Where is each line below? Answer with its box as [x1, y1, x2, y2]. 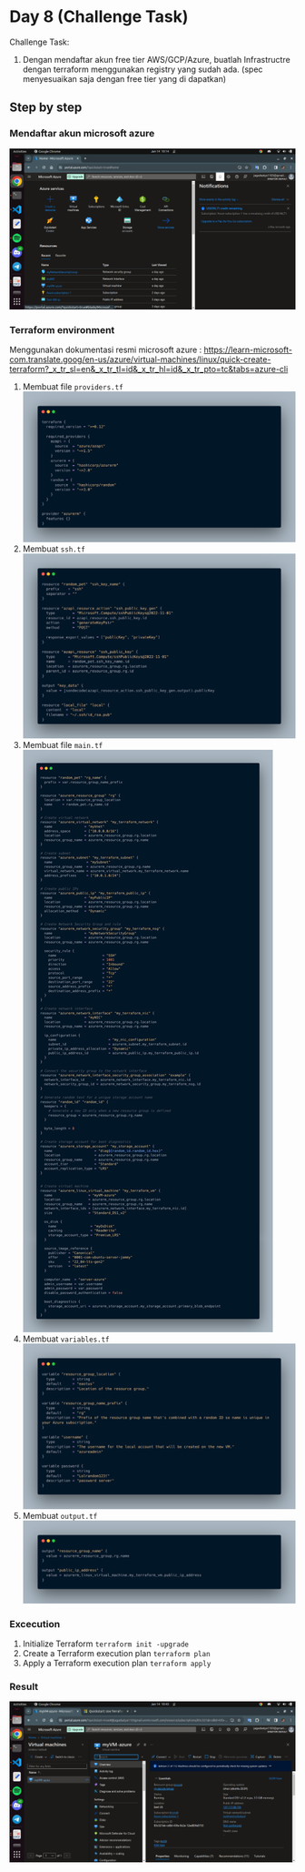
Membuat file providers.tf [22, 380, 124, 392]
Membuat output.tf [22, 1510, 98, 1521]
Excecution [9, 1617, 61, 1630]
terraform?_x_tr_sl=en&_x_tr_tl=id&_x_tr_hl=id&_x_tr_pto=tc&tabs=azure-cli [9, 363, 289, 374]
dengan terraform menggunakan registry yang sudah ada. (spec [22, 64, 263, 75]
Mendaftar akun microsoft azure [9, 127, 155, 140]
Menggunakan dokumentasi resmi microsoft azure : [9, 344, 202, 355]
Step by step [9, 100, 83, 116]
